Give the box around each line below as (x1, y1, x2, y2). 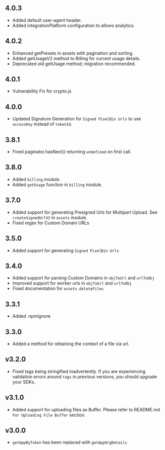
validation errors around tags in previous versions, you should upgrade (12, 373, 157, 379)
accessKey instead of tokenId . (12, 121, 73, 127)
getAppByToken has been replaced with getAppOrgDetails (12, 440, 127, 446)
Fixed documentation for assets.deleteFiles (12, 285, 104, 291)
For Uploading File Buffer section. (12, 412, 86, 418)
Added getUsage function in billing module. (12, 181, 103, 187)
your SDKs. (12, 379, 36, 385)
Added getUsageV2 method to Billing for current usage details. (12, 55, 141, 61)
